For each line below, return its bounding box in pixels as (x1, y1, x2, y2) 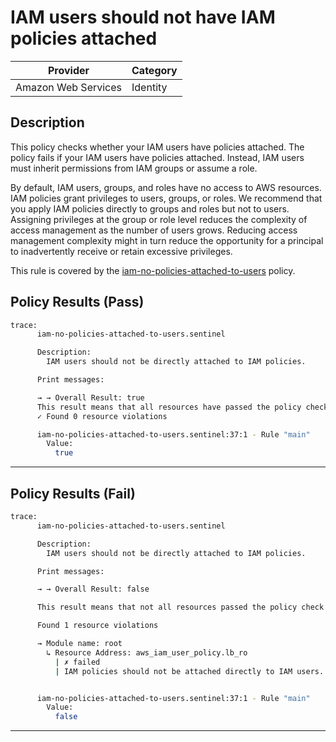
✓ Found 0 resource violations (36, 411, 168, 421)
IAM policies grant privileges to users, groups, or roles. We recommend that (10, 192, 323, 204)
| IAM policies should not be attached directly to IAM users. (54, 666, 325, 676)
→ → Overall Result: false (36, 584, 150, 595)
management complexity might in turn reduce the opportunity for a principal (10, 234, 324, 246)
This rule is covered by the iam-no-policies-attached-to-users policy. (10, 264, 296, 276)
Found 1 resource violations (36, 621, 159, 631)
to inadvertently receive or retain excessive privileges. (10, 245, 233, 257)
